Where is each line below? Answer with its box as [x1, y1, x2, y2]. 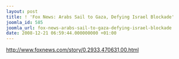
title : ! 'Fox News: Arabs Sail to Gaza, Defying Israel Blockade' [6, 14, 175, 20]
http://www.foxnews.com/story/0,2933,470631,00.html [6, 46, 139, 53]
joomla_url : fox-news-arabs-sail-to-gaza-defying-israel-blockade [6, 25, 172, 31]
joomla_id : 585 [6, 19, 43, 25]
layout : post [6, 8, 38, 15]
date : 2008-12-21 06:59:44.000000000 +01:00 [6, 30, 117, 36]
